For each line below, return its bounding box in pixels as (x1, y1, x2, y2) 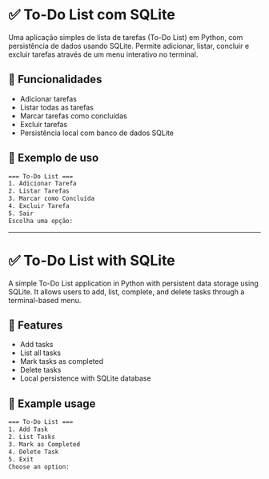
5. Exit (8, 455, 34, 463)
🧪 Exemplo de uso (8, 151, 99, 165)
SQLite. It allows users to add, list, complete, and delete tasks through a (8, 286, 245, 297)
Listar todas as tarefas (19, 102, 94, 112)
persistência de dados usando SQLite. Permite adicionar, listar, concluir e (8, 41, 250, 50)
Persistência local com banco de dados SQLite (19, 128, 175, 138)
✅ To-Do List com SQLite (8, 6, 176, 24)
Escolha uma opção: (8, 217, 74, 225)
